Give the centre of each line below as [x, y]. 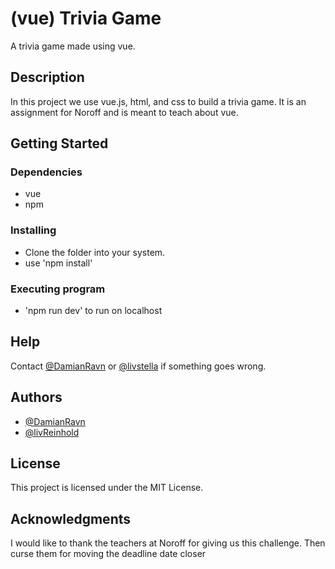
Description [47, 77]
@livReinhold [52, 432]
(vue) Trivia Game [86, 18]
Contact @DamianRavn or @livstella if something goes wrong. [138, 366]
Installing [33, 230]
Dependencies [46, 172]
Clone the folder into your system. [95, 252]
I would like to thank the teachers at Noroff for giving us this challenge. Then [168, 543]
